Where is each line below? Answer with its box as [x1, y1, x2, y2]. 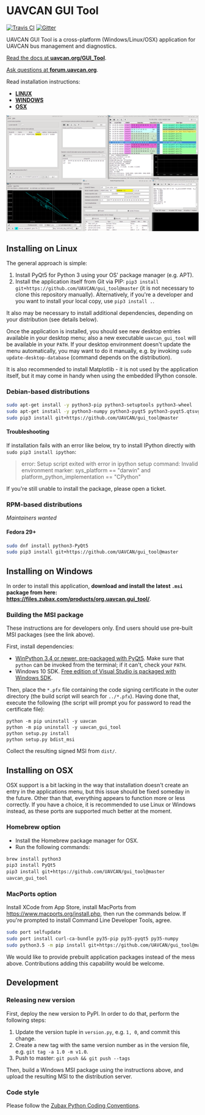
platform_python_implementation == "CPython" [21, 473, 142, 481]
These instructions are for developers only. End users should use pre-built [6, 624, 193, 632]
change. [15, 1035, 36, 1042]
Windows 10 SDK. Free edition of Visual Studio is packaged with [15, 668, 176, 675]
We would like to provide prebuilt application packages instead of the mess [6, 953, 195, 961]
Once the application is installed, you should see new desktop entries [6, 327, 181, 334]
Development [6, 978, 59, 988]
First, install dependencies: [6, 643, 74, 650]
